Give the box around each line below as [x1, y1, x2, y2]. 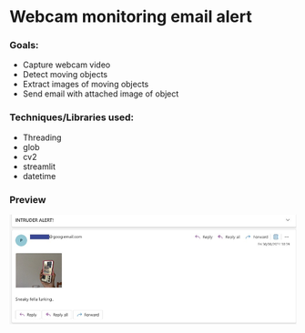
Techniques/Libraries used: [9, 111, 135, 124]
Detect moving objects [22, 69, 107, 80]
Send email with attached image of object [22, 88, 179, 99]
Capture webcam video [22, 59, 111, 70]
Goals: [9, 39, 39, 52]
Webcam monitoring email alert [9, 6, 252, 27]
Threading [22, 132, 62, 143]
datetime [22, 170, 56, 181]
